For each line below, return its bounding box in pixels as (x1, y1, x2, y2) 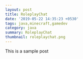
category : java (5, 26, 37, 30)
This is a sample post (5, 48, 49, 54)
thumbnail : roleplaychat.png (5, 35, 66, 40)
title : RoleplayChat (5, 12, 48, 17)
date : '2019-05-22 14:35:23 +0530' (5, 16, 79, 21)
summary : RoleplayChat (5, 30, 52, 35)
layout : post (5, 7, 32, 12)
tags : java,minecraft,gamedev (5, 21, 68, 26)
